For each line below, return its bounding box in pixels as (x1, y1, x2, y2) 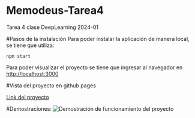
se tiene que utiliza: (6, 42, 55, 49)
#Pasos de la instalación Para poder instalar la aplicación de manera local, (6, 35, 190, 42)
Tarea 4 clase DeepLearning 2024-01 (6, 23, 99, 31)
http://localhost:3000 (6, 70, 59, 77)
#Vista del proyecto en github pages (6, 82, 96, 89)
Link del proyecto (6, 93, 49, 101)
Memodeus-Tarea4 (6, 4, 104, 17)
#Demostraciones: (6, 105, 52, 112)
